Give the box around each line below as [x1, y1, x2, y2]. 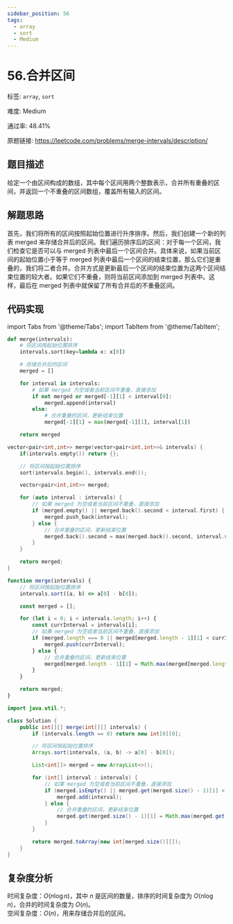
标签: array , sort [7, 92, 55, 101]
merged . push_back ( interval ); [44, 513, 129, 520]
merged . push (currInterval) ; [44, 641, 126, 648]
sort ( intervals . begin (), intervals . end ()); [19, 469, 148, 476]
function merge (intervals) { [7, 577, 92, 584]
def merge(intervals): [7, 336, 73, 343]
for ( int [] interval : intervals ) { [32, 774, 138, 781]
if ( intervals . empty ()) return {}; [19, 450, 119, 457]
